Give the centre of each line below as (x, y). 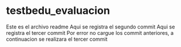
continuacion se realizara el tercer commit (57, 39)
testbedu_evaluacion (58, 11)
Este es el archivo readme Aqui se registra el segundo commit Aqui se (90, 27)
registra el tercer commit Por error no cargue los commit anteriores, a (90, 32)
